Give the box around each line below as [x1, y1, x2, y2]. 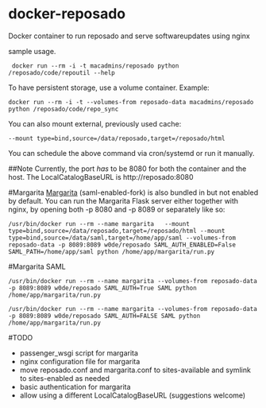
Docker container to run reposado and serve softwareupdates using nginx [8, 31, 250, 41]
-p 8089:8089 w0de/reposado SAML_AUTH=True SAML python [8, 284, 197, 292]
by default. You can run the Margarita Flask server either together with [8, 196, 239, 205]
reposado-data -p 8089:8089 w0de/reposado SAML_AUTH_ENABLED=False [8, 240, 237, 249]
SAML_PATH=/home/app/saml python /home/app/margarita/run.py [8, 247, 215, 255]
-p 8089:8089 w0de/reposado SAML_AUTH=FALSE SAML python [8, 312, 201, 320]
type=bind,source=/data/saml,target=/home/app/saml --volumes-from [8, 234, 237, 242]
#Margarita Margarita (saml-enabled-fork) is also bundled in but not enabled [8, 188, 259, 197]
